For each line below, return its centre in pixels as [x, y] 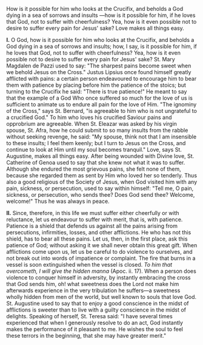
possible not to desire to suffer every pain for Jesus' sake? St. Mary [91, 59]
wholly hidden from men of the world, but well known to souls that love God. [101, 297]
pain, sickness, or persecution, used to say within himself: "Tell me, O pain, [100, 188]
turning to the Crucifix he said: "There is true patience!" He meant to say [97, 91]
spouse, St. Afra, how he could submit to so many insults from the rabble [97, 130]
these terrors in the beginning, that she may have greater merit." [86, 336]
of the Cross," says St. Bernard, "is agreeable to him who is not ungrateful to [101, 111]
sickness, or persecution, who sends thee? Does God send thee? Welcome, [101, 195]
